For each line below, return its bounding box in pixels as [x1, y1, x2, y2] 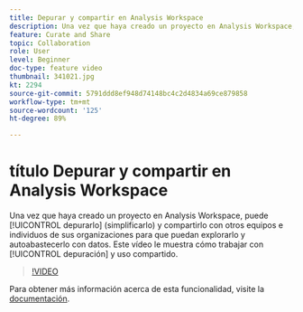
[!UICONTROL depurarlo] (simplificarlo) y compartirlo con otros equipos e [9, 220, 284, 231]
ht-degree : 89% [9, 114, 67, 123]
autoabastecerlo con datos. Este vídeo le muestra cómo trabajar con [9, 239, 264, 250]
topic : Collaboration [9, 38, 91, 48]
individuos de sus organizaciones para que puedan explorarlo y [9, 230, 246, 241]
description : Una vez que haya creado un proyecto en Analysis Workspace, [9, 22, 297, 31]
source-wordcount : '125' [9, 106, 103, 115]
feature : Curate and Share [9, 30, 111, 39]
